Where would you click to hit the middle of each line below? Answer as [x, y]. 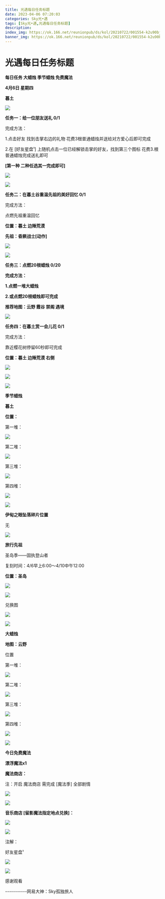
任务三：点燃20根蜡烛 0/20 [33, 265]
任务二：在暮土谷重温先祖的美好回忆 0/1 [45, 194]
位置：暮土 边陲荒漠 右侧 [30, 357]
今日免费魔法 [18, 753]
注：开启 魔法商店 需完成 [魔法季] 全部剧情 [48, 784]
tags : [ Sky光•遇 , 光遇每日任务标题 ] [38, 23]
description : [18, 28]
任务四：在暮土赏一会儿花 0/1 [35, 326]
